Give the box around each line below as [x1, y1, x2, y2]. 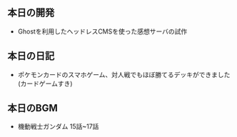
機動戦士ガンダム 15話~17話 [17, 122, 99, 131]
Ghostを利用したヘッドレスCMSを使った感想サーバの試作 [17, 27, 188, 36]
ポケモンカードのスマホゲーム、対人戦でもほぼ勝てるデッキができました [17, 70, 231, 78]
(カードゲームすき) [17, 79, 73, 88]
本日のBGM [7, 102, 59, 114]
